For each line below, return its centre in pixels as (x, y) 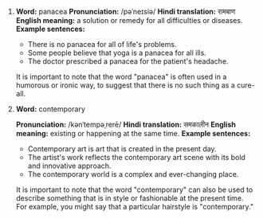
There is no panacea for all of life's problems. (102, 44)
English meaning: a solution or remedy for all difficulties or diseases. (129, 20)
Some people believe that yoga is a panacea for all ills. (117, 53)
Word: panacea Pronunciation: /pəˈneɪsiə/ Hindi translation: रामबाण (126, 12)
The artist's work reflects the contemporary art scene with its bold (136, 157)
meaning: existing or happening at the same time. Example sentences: (133, 133)
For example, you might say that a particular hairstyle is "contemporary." (135, 207)
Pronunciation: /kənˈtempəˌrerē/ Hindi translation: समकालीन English (126, 124)
